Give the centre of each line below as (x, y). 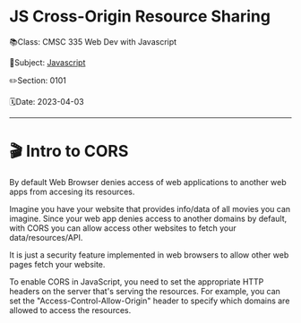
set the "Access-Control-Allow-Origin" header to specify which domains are (150, 301)
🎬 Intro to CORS (69, 152)
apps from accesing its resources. (72, 191)
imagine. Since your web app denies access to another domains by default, (148, 218)
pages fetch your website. (57, 264)
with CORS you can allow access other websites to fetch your (123, 228)
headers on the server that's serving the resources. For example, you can (145, 291)
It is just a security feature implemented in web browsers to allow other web (149, 255)
